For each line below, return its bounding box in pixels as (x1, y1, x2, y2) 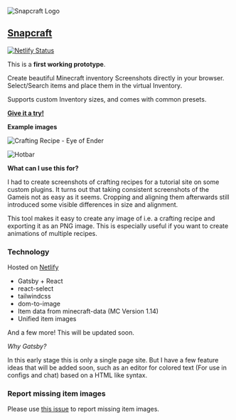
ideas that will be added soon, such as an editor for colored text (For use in (7, 363, 227, 372)
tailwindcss (17, 292, 51, 301)
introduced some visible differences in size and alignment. (7, 200, 178, 209)
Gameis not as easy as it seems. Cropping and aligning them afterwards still (7, 193, 230, 201)
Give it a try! (7, 109, 44, 117)
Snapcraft (7, 27, 53, 39)
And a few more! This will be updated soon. (7, 328, 135, 337)
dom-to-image (17, 299, 61, 308)
